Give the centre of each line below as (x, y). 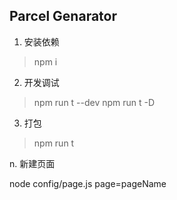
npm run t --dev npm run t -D (94, 102)
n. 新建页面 (32, 163)
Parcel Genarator (63, 16)
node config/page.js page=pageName (88, 183)
